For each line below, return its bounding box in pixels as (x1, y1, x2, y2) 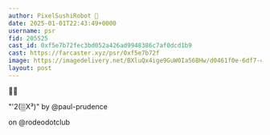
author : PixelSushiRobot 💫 (8, 11, 99, 20)
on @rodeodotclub (8, 117, 71, 127)
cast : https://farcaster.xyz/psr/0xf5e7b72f (8, 49, 160, 57)
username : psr (8, 27, 56, 35)
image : (8, 57, 31, 65)
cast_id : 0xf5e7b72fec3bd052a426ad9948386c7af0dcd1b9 (8, 42, 193, 50)
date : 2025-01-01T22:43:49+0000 (8, 19, 117, 27)
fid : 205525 (8, 34, 48, 43)
